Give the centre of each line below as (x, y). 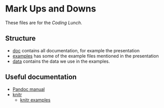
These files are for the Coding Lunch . (44, 23)
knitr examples (35, 100)
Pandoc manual (29, 89)
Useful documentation (41, 77)
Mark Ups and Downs (51, 9)
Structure (21, 38)
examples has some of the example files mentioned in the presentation (86, 56)
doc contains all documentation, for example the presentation (76, 50)
